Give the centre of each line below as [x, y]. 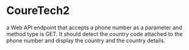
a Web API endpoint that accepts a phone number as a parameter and [94, 27]
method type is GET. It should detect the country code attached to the [94, 34]
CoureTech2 [38, 11]
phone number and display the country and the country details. [86, 40]
